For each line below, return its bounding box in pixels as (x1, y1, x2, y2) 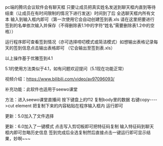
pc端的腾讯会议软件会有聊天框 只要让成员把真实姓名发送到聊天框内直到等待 (5, 4, 156, 10)
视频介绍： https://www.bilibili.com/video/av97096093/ (5, 76, 115, 82)
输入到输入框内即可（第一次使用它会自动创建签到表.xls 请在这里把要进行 (10, 17, 155, 22)
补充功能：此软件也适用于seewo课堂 (5, 87, 78, 92)
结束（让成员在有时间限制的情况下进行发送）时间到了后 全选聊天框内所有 (5, 10, 151, 16)
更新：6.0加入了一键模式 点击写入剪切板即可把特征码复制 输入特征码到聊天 (5, 124, 154, 129)
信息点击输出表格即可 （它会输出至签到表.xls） (21, 45, 115, 51)
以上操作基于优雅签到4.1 (5, 55, 53, 61)
